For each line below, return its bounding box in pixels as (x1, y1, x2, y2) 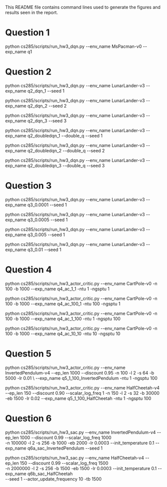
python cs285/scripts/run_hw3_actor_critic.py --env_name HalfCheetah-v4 (5, 384, 160, 390)
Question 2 (5, 66, 52, 78)
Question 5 (5, 348, 52, 359)
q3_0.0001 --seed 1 (27, 202, 67, 208)
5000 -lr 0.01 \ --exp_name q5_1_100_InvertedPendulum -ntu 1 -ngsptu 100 (5, 375, 158, 381)
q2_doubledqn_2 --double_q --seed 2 (27, 147, 105, 153)
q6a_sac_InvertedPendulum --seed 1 (27, 445, 103, 451)
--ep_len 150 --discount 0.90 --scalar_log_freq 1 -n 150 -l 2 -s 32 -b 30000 (5, 390, 160, 396)
